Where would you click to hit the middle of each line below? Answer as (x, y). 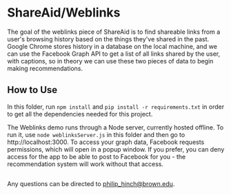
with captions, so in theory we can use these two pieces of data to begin (110, 61)
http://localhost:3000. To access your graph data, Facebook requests (106, 142)
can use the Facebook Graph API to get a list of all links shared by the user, (114, 54)
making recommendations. (45, 68)
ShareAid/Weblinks (64, 13)
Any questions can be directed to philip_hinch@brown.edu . (91, 184)
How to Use (32, 90)
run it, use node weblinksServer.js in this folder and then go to (96, 134)
